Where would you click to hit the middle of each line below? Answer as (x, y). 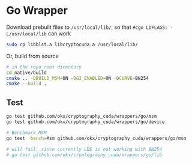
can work (59, 33)
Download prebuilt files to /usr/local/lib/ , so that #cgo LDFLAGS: (87, 27)
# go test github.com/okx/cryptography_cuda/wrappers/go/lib (84, 155)
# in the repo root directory (44, 67)
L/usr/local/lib (26, 34)
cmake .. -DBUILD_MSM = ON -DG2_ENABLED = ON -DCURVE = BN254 (77, 78)
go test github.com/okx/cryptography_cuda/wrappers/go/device (85, 122)
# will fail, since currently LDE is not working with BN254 (84, 149)
